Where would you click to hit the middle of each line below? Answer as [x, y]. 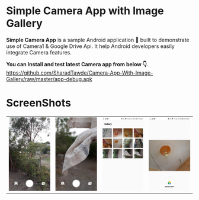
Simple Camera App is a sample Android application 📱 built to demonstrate [98, 40]
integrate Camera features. [39, 52]
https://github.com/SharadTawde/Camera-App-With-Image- [80, 73]
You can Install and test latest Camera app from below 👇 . [77, 64]
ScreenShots [38, 103]
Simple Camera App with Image [85, 11]
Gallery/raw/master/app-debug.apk [49, 79]
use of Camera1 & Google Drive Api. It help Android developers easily [90, 46]
